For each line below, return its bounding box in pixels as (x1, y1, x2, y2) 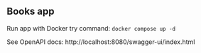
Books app (6, 6, 55, 17)
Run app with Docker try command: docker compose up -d (6, 24, 175, 32)
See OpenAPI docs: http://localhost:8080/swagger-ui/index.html (6, 38, 195, 46)
